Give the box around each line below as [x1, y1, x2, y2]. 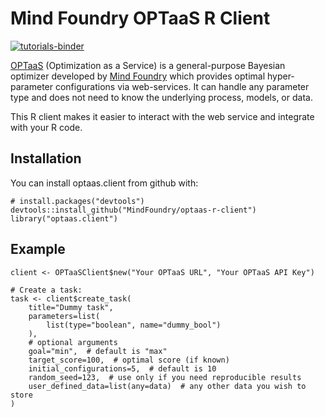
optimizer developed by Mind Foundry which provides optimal [10, 70, 266, 82]
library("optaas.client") [10, 213, 118, 224]
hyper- [266, 70, 295, 82]
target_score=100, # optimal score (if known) [28, 355, 230, 365]
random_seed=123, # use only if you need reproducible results [28, 372, 302, 382]
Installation [10, 150, 82, 167]
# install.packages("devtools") [10, 196, 145, 206]
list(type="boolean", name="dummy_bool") [46, 320, 222, 330]
